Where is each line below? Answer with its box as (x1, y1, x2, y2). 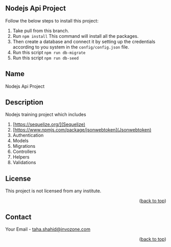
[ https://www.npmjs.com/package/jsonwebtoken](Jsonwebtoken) (12, 127, 152, 133)
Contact (5, 212, 32, 221)
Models (12, 138, 29, 144)
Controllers (12, 148, 37, 155)
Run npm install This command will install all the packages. (12, 33, 139, 39)
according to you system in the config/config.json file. (12, 43, 129, 50)
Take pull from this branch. (12, 28, 69, 34)
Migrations (12, 143, 36, 149)
